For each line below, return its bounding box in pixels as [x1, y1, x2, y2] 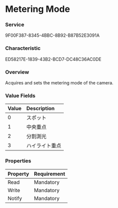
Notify [7, 195, 22, 202]
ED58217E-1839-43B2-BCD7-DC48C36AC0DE [5, 56, 102, 62]
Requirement [34, 170, 66, 177]
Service [5, 21, 24, 28]
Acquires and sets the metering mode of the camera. [5, 80, 114, 86]
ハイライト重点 [26, 142, 61, 149]
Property [7, 170, 29, 177]
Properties [5, 157, 31, 164]
